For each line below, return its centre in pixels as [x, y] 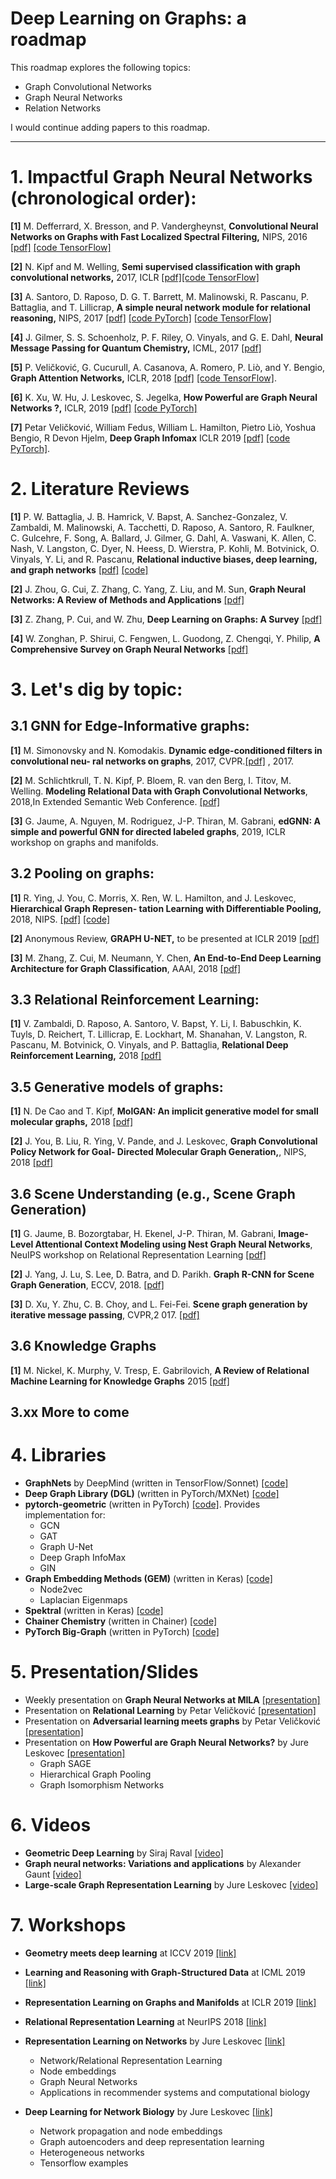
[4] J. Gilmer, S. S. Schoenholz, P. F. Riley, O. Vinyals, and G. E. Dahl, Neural [167, 337]
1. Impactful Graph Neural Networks [161, 177]
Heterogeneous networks [92, 2153]
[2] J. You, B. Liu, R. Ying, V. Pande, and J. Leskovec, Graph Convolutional [164, 1141]
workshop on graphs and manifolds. [84, 842]
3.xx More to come [70, 1412]
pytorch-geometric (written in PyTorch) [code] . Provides [142, 1504]
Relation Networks [63, 108]
